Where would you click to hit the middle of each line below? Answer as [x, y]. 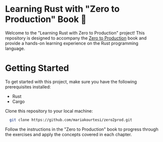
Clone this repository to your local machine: [49, 111]
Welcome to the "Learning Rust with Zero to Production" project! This [75, 33]
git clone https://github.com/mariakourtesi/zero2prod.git [71, 120]
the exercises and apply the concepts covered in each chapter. [69, 134]
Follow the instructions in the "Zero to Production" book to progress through [82, 129]
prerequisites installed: [28, 87]
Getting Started [37, 68]
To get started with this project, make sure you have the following [71, 81]
